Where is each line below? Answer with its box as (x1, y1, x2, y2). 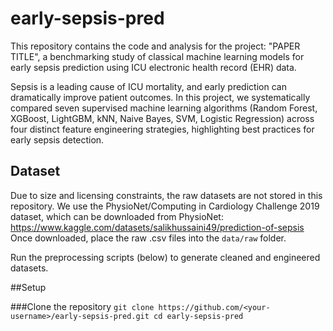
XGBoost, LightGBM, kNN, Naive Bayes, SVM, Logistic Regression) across (10, 112, 315, 124)
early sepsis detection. (10, 133, 105, 146)
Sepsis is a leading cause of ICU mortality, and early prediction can (10, 80, 287, 92)
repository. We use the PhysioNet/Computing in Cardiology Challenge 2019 (10, 200, 320, 212)
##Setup (10, 281, 47, 293)
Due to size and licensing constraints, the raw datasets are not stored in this (10, 189, 323, 201)
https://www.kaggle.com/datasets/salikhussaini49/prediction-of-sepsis (10, 221, 305, 233)
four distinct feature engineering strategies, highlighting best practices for (10, 123, 315, 135)
